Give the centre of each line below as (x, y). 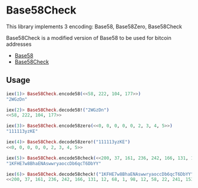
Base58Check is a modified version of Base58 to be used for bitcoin (89, 38)
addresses (19, 44)
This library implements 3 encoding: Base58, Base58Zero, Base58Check (94, 26)
